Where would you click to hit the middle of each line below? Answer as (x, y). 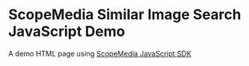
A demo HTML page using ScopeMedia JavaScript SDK (100, 53)
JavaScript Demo (67, 31)
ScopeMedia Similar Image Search (125, 15)
